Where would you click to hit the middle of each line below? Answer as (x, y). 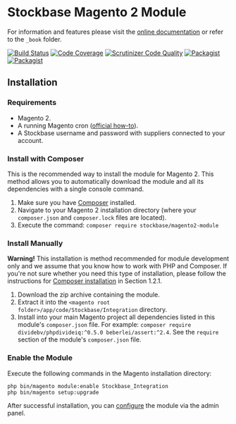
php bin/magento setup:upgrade (53, 392)
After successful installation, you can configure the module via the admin (113, 405)
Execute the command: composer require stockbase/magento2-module (118, 225)
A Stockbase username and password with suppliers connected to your (121, 133)
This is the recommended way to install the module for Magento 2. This (111, 174)
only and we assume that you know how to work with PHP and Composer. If (117, 266)
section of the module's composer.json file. (79, 339)
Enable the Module (40, 358)
